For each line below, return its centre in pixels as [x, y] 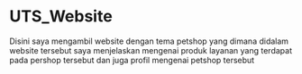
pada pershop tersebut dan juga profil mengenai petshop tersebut [132, 60]
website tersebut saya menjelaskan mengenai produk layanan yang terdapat [151, 50]
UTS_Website [61, 16]
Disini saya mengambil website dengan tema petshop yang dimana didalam [149, 41]
